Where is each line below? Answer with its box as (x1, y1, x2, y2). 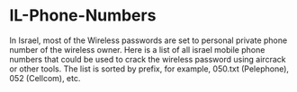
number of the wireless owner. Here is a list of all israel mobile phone (9, 44, 265, 54)
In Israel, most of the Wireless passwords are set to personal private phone (9, 35, 288, 46)
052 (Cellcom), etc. (9, 72, 81, 83)
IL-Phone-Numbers (9, 5, 157, 26)
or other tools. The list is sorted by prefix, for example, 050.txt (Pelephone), (9, 63, 290, 74)
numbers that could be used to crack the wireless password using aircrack (9, 54, 286, 64)
